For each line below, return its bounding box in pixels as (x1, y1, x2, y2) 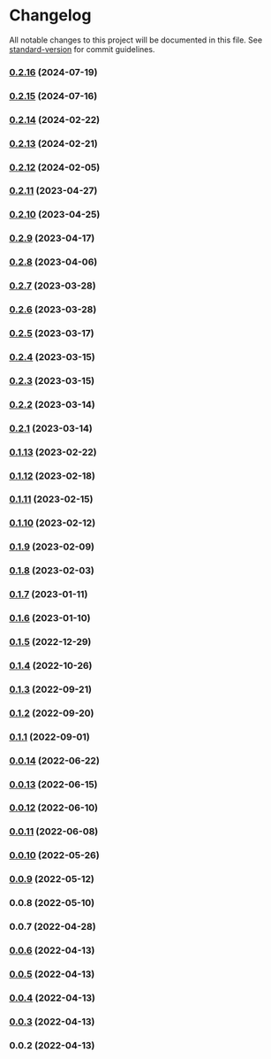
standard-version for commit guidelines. (9, 43, 155, 54)
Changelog (9, 5, 92, 26)
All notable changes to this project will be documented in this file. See (9, 35, 263, 45)
